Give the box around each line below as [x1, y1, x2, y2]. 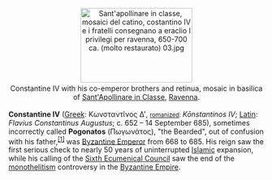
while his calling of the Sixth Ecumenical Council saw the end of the [8, 153, 235, 164]
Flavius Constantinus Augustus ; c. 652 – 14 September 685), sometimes [8, 118, 250, 127]
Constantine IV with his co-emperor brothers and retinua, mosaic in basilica [10, 84, 263, 93]
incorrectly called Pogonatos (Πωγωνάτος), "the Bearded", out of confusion [8, 126, 264, 136]
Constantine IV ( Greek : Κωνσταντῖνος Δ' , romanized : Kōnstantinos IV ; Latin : [8, 109, 258, 119]
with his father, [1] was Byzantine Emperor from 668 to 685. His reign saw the [8, 135, 265, 146]
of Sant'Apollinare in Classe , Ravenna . [72, 92, 201, 101]
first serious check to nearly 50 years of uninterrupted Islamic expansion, [8, 145, 254, 155]
